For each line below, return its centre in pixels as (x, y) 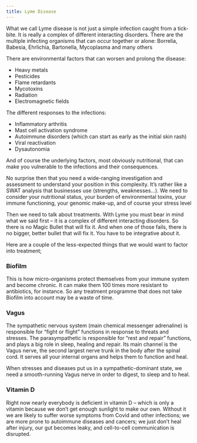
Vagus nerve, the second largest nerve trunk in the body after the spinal (93, 351)
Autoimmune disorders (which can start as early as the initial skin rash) (101, 136)
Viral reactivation (35, 142)
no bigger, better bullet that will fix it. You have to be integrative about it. (93, 233)
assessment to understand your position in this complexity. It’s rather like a (96, 184)
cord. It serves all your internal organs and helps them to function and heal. (97, 357)
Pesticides (27, 76)
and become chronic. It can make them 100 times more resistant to (87, 285)
